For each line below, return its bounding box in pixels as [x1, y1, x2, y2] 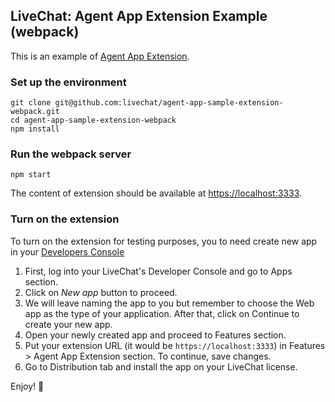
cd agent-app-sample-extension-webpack [10, 115, 177, 126]
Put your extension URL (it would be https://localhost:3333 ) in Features [24, 339, 326, 351]
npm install [10, 124, 60, 134]
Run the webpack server [10, 147, 132, 161]
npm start [10, 170, 52, 180]
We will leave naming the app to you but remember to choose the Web [24, 297, 315, 309]
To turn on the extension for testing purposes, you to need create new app [10, 235, 318, 247]
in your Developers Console [10, 245, 125, 258]
